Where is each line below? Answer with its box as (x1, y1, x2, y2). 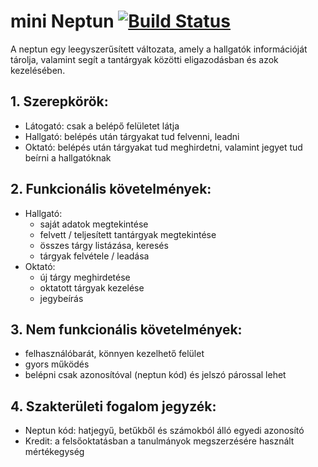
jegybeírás (39, 292, 84, 304)
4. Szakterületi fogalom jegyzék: (10, 398, 217, 415)
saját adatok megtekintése (39, 218, 149, 230)
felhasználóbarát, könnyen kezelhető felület (24, 348, 205, 360)
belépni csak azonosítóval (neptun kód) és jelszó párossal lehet (24, 369, 287, 381)
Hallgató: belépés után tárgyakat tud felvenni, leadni (24, 130, 240, 142)
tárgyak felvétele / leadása (39, 250, 150, 262)
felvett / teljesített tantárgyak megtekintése (39, 228, 217, 240)
